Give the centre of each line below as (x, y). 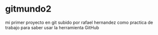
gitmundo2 (28, 9)
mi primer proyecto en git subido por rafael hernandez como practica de (79, 22)
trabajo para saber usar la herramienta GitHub (52, 27)
